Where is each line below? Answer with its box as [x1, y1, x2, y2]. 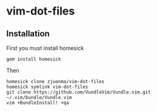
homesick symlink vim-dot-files [6, 84, 88, 90]
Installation [6, 29, 50, 39]
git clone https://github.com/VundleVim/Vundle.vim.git [6, 89, 151, 95]
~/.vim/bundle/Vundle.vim [6, 95, 72, 101]
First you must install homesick [6, 44, 84, 52]
